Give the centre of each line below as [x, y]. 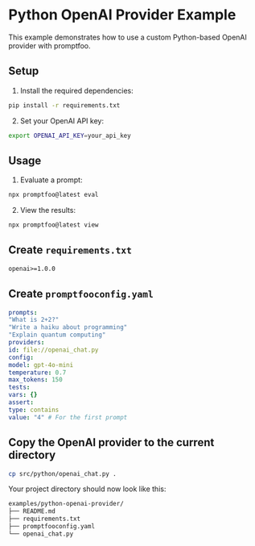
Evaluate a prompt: [51, 180]
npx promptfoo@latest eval [53, 195]
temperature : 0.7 [37, 373]
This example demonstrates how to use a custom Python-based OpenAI [128, 37]
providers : [27, 343]
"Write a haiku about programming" [68, 327]
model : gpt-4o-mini [41, 365]
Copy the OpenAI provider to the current [111, 442]
